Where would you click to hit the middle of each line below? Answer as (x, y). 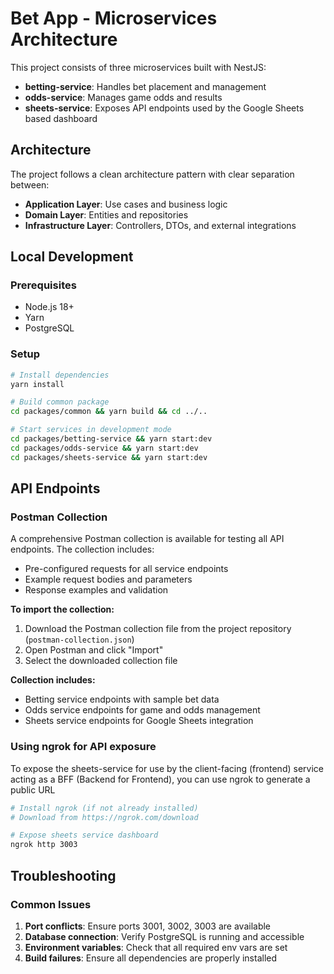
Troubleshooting (63, 875)
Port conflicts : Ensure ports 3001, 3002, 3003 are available (148, 926)
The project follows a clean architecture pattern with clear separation (152, 174)
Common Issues (51, 904)
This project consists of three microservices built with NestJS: (138, 67)
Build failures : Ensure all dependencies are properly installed (151, 958)
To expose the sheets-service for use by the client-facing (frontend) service (167, 768)
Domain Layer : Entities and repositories (106, 214)
